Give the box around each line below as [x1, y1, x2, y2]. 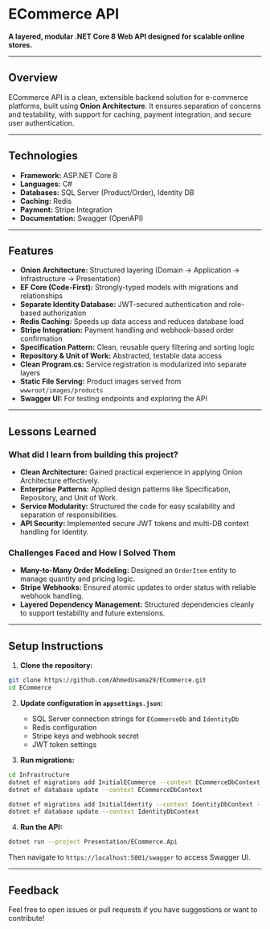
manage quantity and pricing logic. [19, 574, 136, 584]
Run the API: [19, 823, 63, 832]
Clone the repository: [19, 661, 93, 670]
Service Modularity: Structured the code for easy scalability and [19, 501, 235, 512]
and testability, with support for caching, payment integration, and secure [8, 110, 252, 119]
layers [19, 368, 41, 378]
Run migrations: [19, 755, 75, 765]
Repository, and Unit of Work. [19, 493, 118, 503]
